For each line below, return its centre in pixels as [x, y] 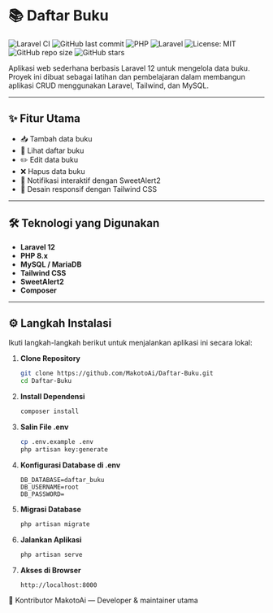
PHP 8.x [34, 255]
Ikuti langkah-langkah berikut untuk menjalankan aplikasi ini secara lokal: [130, 343]
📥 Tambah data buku [56, 138]
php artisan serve [51, 554]
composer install [50, 411]
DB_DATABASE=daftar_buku [62, 480]
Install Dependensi [52, 397]
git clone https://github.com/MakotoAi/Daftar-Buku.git [117, 374]
